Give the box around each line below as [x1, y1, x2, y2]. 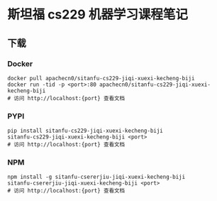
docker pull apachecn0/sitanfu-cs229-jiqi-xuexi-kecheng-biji [7, 75, 195, 82]
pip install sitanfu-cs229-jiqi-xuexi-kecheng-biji [7, 127, 163, 135]
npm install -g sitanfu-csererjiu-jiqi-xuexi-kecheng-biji [7, 173, 186, 181]
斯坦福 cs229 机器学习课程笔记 [7, 6, 188, 23]
